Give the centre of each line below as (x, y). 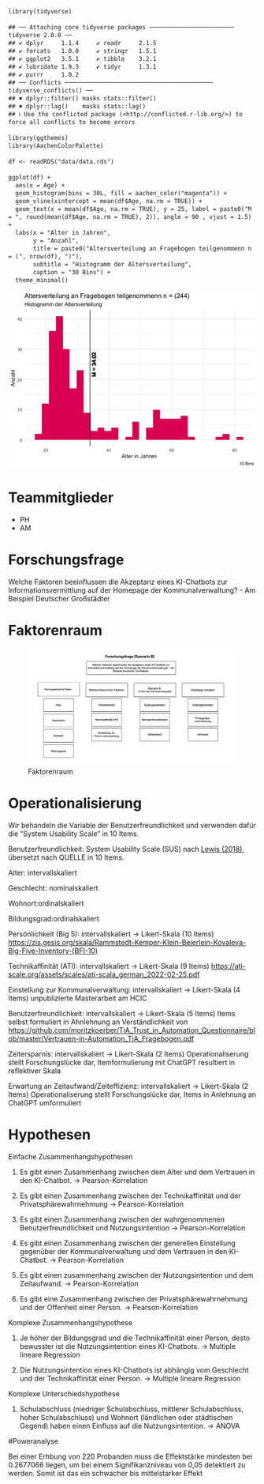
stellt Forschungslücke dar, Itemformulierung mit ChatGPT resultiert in (122, 1062)
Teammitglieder (61, 498)
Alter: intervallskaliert (43, 872)
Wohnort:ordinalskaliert (46, 903)
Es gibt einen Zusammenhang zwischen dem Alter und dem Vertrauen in (137, 1172)
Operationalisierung (75, 803)
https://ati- (229, 966)
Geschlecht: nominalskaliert (53, 887)
